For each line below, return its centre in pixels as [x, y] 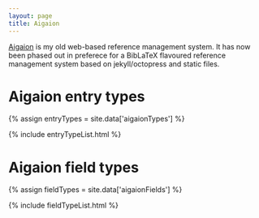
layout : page [30, 16]
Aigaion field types [74, 167]
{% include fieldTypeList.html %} [64, 205]
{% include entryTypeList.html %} [65, 135]
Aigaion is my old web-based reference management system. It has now [129, 46]
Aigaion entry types [77, 96]
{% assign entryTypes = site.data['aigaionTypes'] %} [97, 119]
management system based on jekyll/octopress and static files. [114, 64]
